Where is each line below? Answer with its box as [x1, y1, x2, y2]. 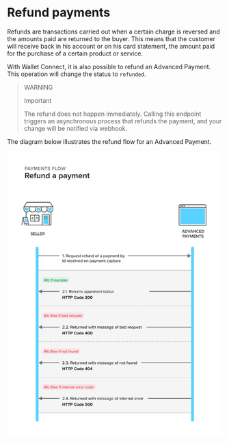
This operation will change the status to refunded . [7, 70, 146, 78]
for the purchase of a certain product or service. [7, 49, 144, 58]
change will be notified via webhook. [23, 124, 128, 132]
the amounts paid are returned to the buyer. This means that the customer [7, 34, 215, 42]
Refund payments [7, 5, 111, 21]
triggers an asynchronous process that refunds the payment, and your [23, 116, 222, 125]
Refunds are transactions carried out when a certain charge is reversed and [7, 27, 220, 36]
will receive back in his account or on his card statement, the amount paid [7, 42, 215, 50]
